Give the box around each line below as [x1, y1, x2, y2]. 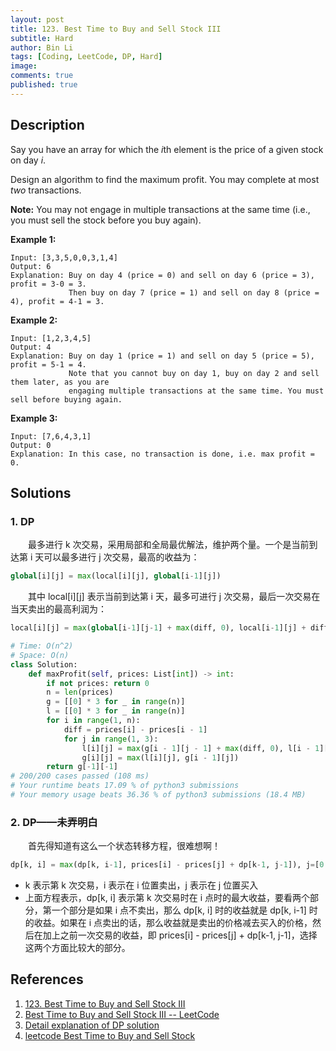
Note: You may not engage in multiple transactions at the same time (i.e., [10, 203, 311, 215]
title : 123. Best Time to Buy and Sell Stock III [10, 24, 222, 34]
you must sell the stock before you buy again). [10, 214, 202, 226]
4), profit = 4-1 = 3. [10, 296, 105, 306]
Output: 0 [10, 440, 52, 450]
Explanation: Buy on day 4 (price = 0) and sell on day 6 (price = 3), [10, 270, 315, 280]
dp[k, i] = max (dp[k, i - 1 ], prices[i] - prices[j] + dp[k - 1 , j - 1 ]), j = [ [10, 860, 320, 870]
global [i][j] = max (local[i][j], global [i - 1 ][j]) [10, 571, 222, 581]
